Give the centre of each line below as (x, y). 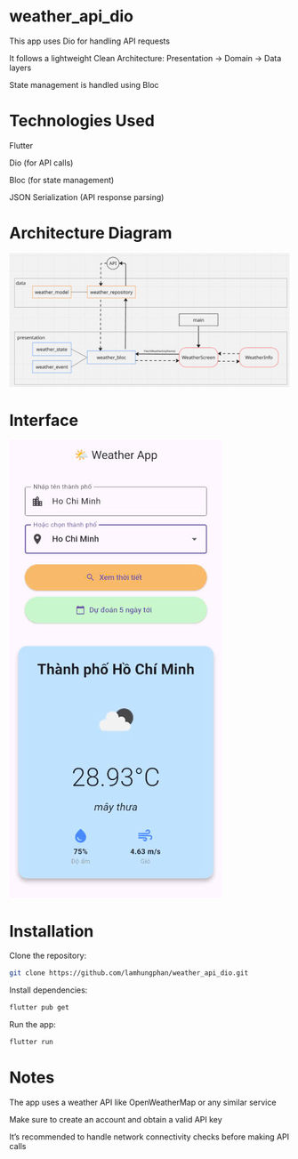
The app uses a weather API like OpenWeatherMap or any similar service (143, 1102)
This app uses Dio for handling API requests (90, 41)
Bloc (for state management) (62, 180)
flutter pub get (39, 1008)
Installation (52, 931)
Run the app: (32, 1025)
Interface (44, 420)
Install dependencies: (48, 990)
